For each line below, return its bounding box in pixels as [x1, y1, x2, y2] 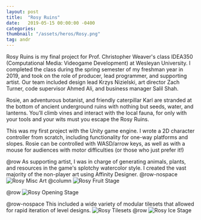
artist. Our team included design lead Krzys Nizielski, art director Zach [6, 79, 180, 86]
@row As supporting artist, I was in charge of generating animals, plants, [6, 158, 186, 165]
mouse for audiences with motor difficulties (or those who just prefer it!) [6, 146, 184, 153]
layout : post [6, 8, 39, 15]
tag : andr [6, 37, 31, 43]
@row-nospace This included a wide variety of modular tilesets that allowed [6, 200, 194, 207]
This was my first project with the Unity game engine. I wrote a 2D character [6, 127, 195, 134]
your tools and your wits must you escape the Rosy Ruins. [6, 116, 149, 123]
